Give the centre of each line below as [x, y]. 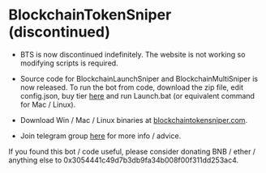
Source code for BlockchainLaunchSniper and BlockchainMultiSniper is [139, 78]
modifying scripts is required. [69, 63]
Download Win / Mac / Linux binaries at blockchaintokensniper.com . [134, 120]
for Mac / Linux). [48, 104]
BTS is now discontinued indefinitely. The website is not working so [133, 54]
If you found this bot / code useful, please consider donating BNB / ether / [132, 151]
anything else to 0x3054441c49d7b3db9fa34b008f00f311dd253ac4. [124, 160]
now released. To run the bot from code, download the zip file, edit [131, 87]
